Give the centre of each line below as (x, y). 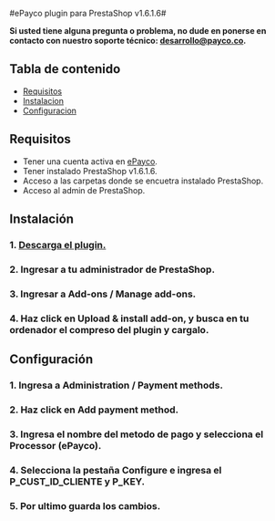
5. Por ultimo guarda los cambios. (85, 505)
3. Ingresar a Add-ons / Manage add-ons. (103, 294)
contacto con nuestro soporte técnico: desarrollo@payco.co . (128, 41)
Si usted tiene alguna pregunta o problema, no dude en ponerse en (138, 31)
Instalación (42, 219)
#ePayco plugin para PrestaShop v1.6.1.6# (88, 13)
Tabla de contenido (65, 69)
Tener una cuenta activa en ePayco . (90, 161)
